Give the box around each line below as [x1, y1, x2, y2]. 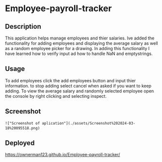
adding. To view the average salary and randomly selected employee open [5, 88, 154, 94]
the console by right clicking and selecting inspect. [5, 93, 107, 99]
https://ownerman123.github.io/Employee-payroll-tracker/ [5, 152, 120, 158]
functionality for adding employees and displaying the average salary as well [5, 40, 158, 46]
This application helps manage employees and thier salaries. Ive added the [5, 35, 155, 41]
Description [5, 22, 41, 31]
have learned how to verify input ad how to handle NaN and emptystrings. [5, 51, 153, 56]
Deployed [5, 139, 35, 147]
